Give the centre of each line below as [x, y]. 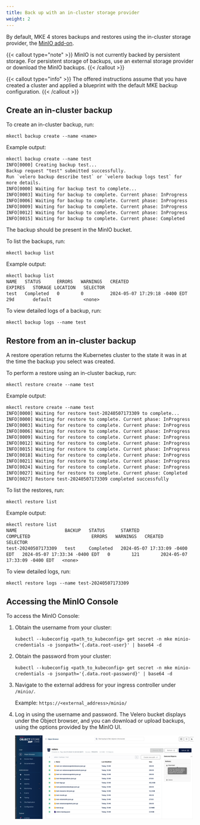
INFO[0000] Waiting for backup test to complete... [71, 189]
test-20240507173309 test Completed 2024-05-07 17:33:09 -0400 [97, 549]
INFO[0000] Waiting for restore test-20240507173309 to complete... [93, 414]
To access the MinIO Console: [43, 615]
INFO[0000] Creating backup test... [51, 165]
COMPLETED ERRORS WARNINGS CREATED [85, 537]
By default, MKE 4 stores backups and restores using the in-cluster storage [99, 36]
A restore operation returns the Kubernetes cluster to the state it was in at [96, 355]
